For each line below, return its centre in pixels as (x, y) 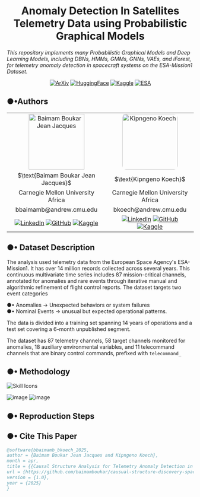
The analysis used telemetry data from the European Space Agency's (92, 262)
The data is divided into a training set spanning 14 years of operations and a (99, 323)
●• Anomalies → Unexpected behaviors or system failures (78, 305)
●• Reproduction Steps (51, 416)
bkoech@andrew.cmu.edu (150, 209)
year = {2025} (24, 483)
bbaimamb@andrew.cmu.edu (56, 209)
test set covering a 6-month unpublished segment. (69, 329)
